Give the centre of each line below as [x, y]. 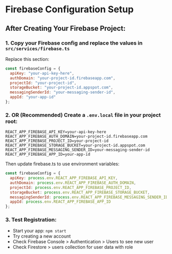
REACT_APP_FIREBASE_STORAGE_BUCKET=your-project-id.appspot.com [75, 145]
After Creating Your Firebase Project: [66, 28]
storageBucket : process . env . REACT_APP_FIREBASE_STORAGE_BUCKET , [80, 192]
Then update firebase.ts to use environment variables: [62, 164]
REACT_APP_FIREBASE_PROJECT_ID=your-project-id [57, 141]
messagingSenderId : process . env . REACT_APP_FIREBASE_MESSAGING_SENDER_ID [89, 197]
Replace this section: [27, 59]
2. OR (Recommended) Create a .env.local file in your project [83, 115]
